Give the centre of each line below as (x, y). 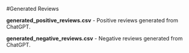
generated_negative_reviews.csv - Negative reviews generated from (94, 38)
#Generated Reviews (33, 9)
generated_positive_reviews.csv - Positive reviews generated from (92, 20)
